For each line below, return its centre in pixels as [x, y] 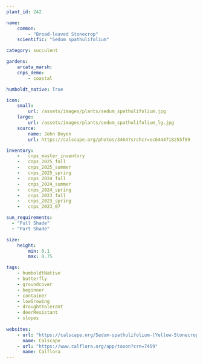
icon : [13, 100]
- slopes [28, 318]
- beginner [31, 290]
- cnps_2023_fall [42, 195]
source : [27, 128]
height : [27, 245]
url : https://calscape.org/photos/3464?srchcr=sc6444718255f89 [109, 140]
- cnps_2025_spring [44, 173]
